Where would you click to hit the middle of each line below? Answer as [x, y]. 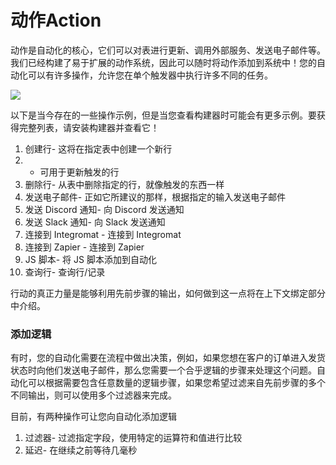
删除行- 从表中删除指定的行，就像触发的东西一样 [124, 184]
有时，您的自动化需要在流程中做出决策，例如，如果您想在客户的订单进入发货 [168, 358]
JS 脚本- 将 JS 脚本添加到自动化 [90, 259]
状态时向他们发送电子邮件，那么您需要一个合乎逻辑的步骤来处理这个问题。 [163, 370]
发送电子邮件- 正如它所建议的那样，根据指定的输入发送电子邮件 [155, 197]
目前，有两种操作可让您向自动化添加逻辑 [93, 417]
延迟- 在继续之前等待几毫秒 [81, 450]
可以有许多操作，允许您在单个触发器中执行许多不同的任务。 [150, 75]
